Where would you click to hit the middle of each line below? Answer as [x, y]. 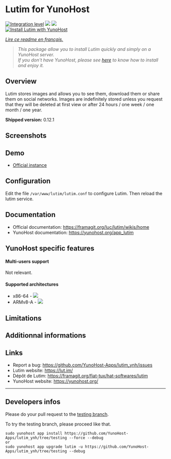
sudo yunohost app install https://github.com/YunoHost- [67, 433]
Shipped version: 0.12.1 [30, 119]
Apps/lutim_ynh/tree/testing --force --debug [54, 438]
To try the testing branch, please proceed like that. [58, 424]
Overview [21, 82]
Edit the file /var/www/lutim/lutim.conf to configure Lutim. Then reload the [84, 193]
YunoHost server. [36, 54]
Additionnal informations [46, 336]
